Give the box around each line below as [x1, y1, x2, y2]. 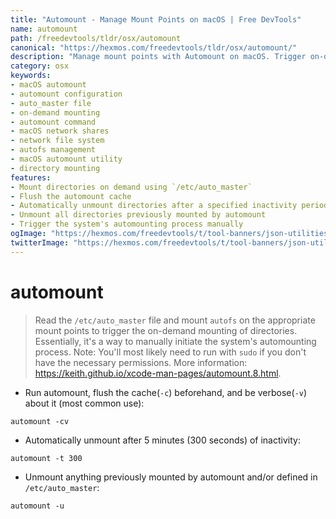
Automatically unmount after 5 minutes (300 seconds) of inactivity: [24, 434, 301, 446]
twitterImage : [10, 237, 70, 248]
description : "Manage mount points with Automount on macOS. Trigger [10, 52, 307, 62]
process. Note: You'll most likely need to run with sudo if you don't [34, 346, 307, 358]
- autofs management [10, 145, 97, 155]
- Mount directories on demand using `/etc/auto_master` [10, 182, 253, 192]
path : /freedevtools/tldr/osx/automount [10, 33, 182, 43]
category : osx [10, 61, 70, 71]
